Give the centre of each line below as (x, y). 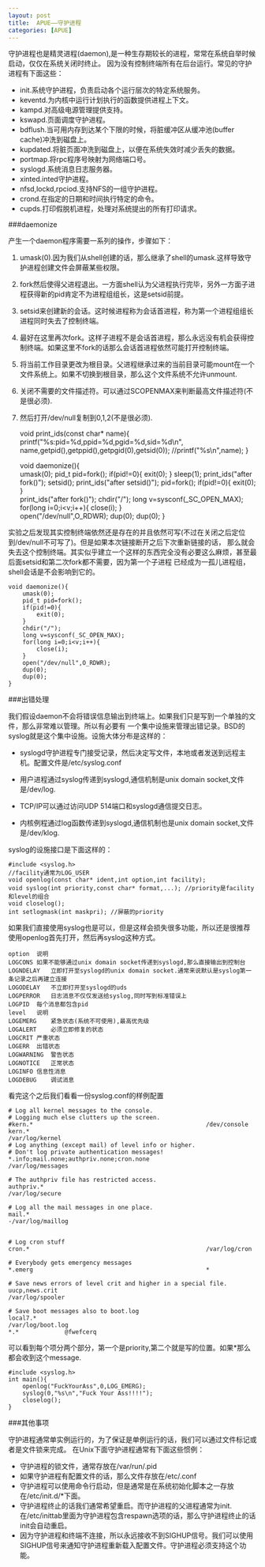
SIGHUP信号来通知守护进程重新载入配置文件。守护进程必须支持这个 (129, 1546)
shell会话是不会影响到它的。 (54, 572)
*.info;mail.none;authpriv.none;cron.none (79, 1159)
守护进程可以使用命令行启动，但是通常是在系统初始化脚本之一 (120, 1486)
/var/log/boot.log (38, 1325)
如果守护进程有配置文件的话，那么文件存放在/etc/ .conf (108, 1476)
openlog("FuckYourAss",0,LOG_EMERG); (84, 1387)
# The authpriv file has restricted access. (82, 1180)
